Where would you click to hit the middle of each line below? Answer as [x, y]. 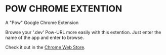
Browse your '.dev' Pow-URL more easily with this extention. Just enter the [83, 32]
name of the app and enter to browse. [45, 37]
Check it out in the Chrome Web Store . [46, 47]
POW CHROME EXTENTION [64, 9]
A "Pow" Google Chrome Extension [42, 22]
